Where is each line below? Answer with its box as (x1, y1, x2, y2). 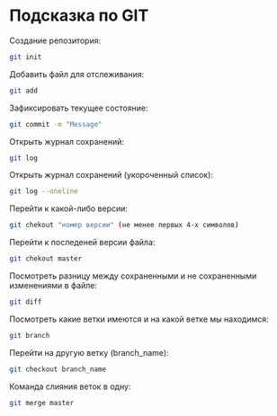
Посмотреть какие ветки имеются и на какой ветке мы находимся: (9, 314, 270, 324)
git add (9, 86, 39, 95)
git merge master (9, 398, 75, 407)
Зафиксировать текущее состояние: (9, 102, 148, 113)
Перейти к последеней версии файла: (9, 237, 156, 248)
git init (9, 52, 42, 61)
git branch (9, 331, 50, 340)
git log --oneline (9, 187, 78, 196)
